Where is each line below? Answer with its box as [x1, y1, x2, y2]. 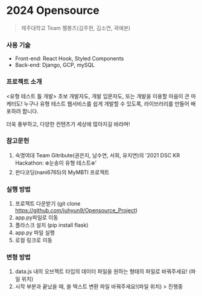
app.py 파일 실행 [14, 229, 55, 236]
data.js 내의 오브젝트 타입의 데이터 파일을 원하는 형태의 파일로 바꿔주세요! [14, 268, 188, 275]
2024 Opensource [6, 4, 99, 17]
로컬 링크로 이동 [14, 236, 52, 244]
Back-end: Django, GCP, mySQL [14, 61, 95, 69]
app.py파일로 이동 [14, 214, 58, 221]
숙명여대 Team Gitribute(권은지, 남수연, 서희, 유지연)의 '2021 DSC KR [14, 151, 180, 159]
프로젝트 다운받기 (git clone [14, 200, 81, 207]
